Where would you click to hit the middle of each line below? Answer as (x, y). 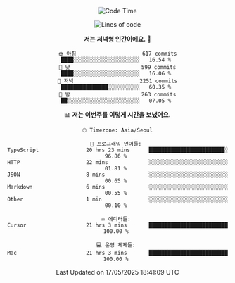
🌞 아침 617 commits (118, 54)
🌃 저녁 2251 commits (118, 81)
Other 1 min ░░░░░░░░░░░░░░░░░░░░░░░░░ (118, 199)
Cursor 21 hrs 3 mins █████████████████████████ (118, 225)
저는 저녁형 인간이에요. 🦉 (118, 39)
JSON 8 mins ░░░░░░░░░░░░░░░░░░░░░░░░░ (118, 175)
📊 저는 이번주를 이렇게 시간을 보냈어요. (118, 115)
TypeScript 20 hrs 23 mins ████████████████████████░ (118, 150)
